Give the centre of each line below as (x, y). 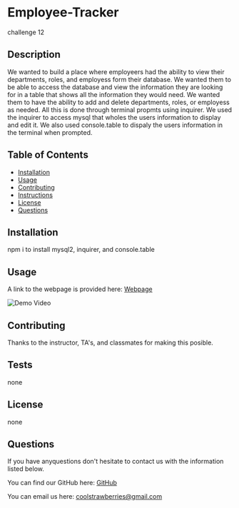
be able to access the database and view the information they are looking (115, 87)
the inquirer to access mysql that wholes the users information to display (114, 117)
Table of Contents (48, 155)
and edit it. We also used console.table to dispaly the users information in (115, 125)
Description (34, 55)
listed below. (26, 469)
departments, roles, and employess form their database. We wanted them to (119, 79)
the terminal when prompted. (50, 132)
